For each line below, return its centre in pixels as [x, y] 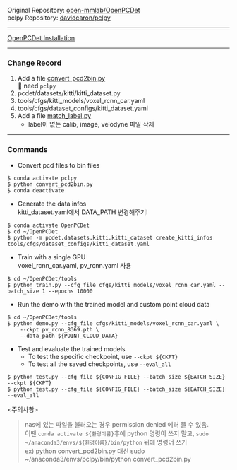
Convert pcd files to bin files [59, 165]
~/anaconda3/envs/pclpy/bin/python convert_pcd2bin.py [108, 459]
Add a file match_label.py [54, 116]
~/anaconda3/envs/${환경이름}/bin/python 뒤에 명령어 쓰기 [106, 442]
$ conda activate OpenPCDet [49, 225]
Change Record [35, 63]
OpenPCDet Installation [41, 38]
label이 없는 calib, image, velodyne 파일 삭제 [91, 124]
